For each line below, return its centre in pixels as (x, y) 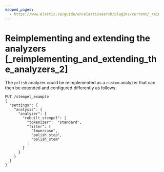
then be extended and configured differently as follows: (61, 88)
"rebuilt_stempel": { (45, 118)
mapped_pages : (20, 10)
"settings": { (24, 105)
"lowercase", (44, 131)
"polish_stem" (45, 139)
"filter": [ (39, 127)
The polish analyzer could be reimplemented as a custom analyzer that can (80, 83)
